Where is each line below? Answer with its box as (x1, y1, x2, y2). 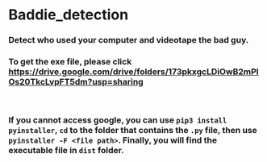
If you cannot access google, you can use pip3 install (8, 114, 227, 126)
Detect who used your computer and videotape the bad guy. (8, 35, 249, 46)
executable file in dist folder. (8, 145, 124, 156)
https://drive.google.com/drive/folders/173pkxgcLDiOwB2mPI (8, 66, 260, 77)
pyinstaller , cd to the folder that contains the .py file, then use (8, 125, 258, 136)
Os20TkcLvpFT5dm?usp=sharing (8, 77, 144, 88)
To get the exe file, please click (8, 56, 132, 68)
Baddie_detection (8, 6, 129, 24)
